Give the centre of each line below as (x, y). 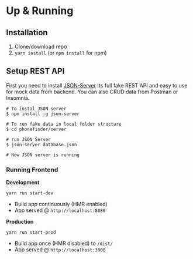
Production (20, 222)
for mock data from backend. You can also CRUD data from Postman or (92, 92)
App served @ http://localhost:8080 (60, 210)
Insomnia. (18, 97)
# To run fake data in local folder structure (64, 124)
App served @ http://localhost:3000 (60, 250)
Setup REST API (35, 71)
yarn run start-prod (31, 233)
